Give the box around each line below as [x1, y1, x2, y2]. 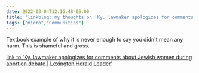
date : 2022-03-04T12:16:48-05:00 [6, 8, 90, 15]
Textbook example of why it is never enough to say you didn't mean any [6, 36, 183, 43]
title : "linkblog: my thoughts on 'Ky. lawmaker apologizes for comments [6, 14, 194, 20]
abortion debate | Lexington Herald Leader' [6, 60, 112, 67]
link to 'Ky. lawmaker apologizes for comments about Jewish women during [6, 54, 192, 61]
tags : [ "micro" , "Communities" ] [6, 20, 84, 26]
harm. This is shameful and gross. [6, 42, 90, 49]
